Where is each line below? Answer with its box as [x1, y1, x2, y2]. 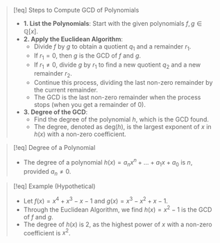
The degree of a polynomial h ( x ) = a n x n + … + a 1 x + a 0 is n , [23, 157, 193, 168]
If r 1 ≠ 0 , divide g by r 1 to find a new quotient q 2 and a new [33, 60, 201, 70]
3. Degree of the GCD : [23, 108, 88, 117]
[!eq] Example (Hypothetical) [12, 182, 96, 190]
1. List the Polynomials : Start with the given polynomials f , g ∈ [23, 19, 203, 27]
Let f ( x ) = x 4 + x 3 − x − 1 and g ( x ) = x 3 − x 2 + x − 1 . [23, 196, 168, 206]
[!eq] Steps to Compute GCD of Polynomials [12, 6, 139, 14]
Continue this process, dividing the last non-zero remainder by [33, 78, 213, 87]
